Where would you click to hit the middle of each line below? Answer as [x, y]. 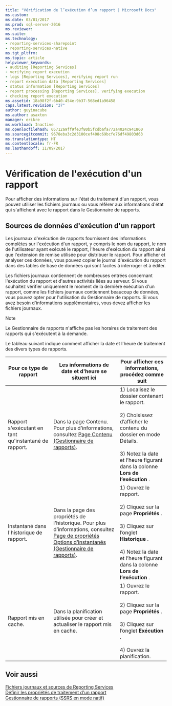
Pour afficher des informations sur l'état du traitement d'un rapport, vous [82, 199]
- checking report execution [36, 96]
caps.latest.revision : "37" [35, 106]
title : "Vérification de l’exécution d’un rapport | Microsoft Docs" [81, 10]
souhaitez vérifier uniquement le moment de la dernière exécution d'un [80, 286]
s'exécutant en [26, 428]
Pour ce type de [28, 368]
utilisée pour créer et [78, 618]
